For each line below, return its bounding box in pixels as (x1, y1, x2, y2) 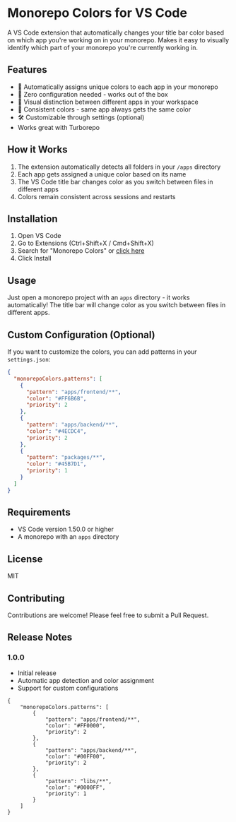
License (7, 553, 43, 565)
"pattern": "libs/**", (45, 778, 112, 785)
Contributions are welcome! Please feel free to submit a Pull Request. (7, 611, 209, 619)
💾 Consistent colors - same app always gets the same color (17, 105, 191, 114)
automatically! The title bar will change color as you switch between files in (7, 301, 226, 309)
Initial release (17, 669, 57, 677)
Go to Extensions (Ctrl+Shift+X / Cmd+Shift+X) (17, 239, 154, 248)
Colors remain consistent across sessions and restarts (17, 192, 176, 201)
